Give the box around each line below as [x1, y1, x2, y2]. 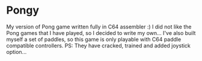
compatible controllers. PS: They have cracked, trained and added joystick [6, 42, 191, 49]
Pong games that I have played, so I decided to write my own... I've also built [6, 29, 196, 36]
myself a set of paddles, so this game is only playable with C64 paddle [6, 36, 182, 43]
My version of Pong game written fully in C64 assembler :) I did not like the [6, 23, 192, 30]
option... [6, 48, 27, 55]
